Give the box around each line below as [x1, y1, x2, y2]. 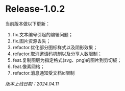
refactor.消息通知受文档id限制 [12, 70, 75, 76]
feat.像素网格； [12, 63, 45, 70]
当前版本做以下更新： [5, 20, 50, 27]
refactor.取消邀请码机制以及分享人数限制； [12, 51, 103, 57]
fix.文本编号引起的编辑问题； [12, 31, 73, 37]
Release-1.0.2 [5, 3, 65, 15]
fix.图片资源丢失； [12, 38, 51, 44]
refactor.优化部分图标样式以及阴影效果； [12, 44, 98, 50]
